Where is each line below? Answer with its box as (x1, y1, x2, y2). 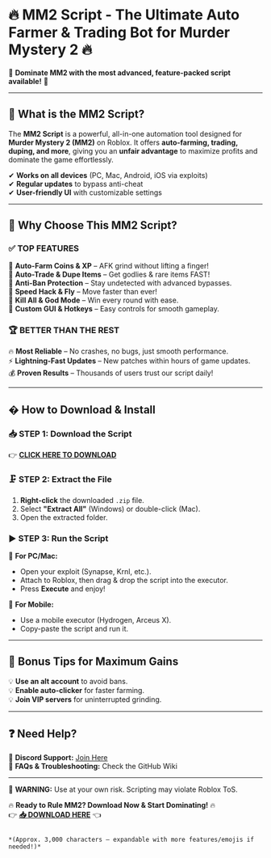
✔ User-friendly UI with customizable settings (8, 188, 163, 197)
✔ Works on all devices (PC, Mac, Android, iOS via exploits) (8, 170, 208, 180)
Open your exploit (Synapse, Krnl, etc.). (19, 567, 152, 577)
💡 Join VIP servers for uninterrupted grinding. (8, 694, 162, 704)
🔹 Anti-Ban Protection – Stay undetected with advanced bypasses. (8, 278, 232, 288)
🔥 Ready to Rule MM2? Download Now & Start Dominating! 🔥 (8, 800, 216, 809)
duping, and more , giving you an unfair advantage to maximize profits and (8, 146, 258, 155)
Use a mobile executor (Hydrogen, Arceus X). (19, 615, 172, 625)
